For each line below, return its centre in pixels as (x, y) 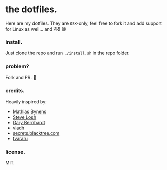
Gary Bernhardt (29, 122)
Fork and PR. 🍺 (21, 77)
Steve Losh (24, 117)
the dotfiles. (31, 9)
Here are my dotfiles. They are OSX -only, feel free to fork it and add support (84, 23)
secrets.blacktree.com (36, 133)
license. (15, 152)
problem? (17, 66)
